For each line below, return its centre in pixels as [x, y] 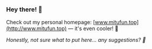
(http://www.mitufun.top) [36, 28]
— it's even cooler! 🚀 [93, 28]
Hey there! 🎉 [24, 9]
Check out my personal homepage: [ [51, 22]
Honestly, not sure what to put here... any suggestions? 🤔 [76, 40]
